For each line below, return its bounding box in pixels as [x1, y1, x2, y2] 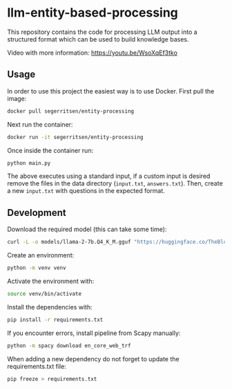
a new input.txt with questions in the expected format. [7, 187, 166, 195]
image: [7, 94, 27, 102]
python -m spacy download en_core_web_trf [7, 342, 131, 349]
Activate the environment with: [7, 277, 95, 285]
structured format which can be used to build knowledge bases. [7, 35, 189, 43]
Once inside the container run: [7, 146, 94, 154]
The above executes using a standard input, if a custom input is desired [7, 172, 211, 181]
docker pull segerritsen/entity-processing [7, 107, 135, 115]
